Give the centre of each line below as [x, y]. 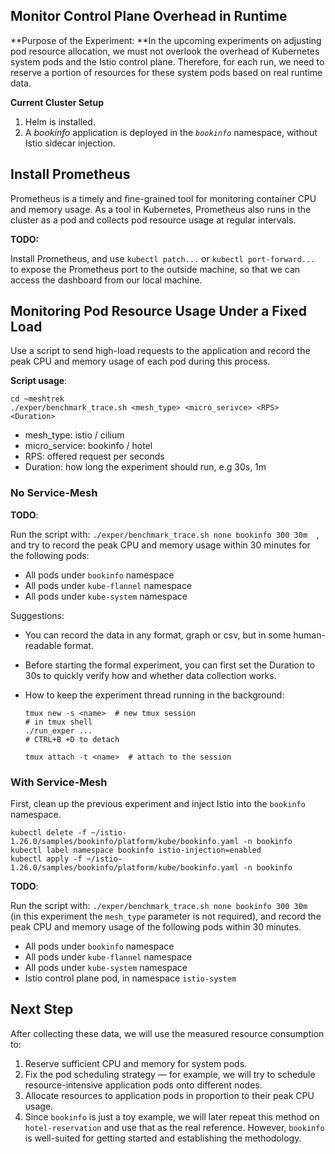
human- [309, 635]
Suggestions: [37, 615]
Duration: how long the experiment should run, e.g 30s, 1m [145, 467]
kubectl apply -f [46, 859]
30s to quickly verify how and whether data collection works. [150, 675]
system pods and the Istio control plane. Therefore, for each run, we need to [167, 61]
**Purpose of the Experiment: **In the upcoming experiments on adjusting [166, 40]
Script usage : [39, 381]
